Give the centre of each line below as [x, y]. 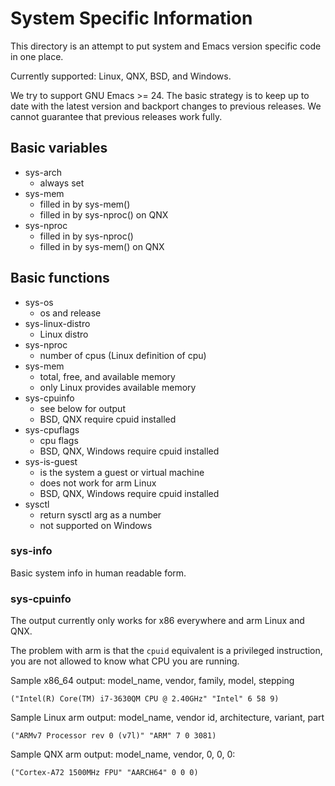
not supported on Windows [96, 525]
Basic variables [59, 148]
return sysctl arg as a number [100, 514]
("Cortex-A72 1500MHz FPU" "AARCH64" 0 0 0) [104, 773]
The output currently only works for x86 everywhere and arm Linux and [157, 621]
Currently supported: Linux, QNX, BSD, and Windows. [121, 76]
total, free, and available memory [107, 376]
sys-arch [43, 172]
